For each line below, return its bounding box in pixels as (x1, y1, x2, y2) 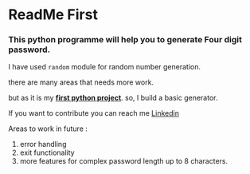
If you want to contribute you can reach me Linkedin (8, 109, 179, 118)
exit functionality (19, 148, 75, 157)
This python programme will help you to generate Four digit (8, 34, 243, 45)
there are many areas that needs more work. (8, 77, 154, 87)
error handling (19, 140, 67, 149)
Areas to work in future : (8, 124, 88, 133)
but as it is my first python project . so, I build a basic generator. (8, 93, 218, 103)
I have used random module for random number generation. (8, 62, 201, 72)
